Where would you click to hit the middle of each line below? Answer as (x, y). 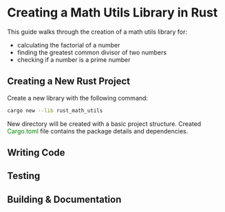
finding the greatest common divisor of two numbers (92, 52)
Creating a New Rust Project (69, 82)
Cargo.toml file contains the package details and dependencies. (98, 131)
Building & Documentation (64, 199)
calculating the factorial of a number (68, 45)
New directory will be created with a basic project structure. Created (104, 124)
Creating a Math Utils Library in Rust (112, 13)
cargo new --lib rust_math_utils (55, 110)
